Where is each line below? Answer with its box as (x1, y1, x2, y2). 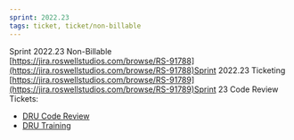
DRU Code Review (21, 111, 90, 121)
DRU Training (21, 119, 71, 130)
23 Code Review (217, 84, 279, 95)
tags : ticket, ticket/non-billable (9, 21, 142, 30)
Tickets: (9, 93, 38, 103)
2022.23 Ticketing (217, 64, 286, 76)
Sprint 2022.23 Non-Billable (9, 45, 112, 56)
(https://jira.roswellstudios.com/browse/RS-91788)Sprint (9, 64, 216, 76)
